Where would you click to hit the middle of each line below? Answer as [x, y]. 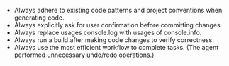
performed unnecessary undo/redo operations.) [84, 55]
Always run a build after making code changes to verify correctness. [114, 40]
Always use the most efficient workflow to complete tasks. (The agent [116, 47]
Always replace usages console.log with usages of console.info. [108, 32]
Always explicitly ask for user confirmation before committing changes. [118, 25]
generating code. [39, 18]
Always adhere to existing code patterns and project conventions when [118, 10]
